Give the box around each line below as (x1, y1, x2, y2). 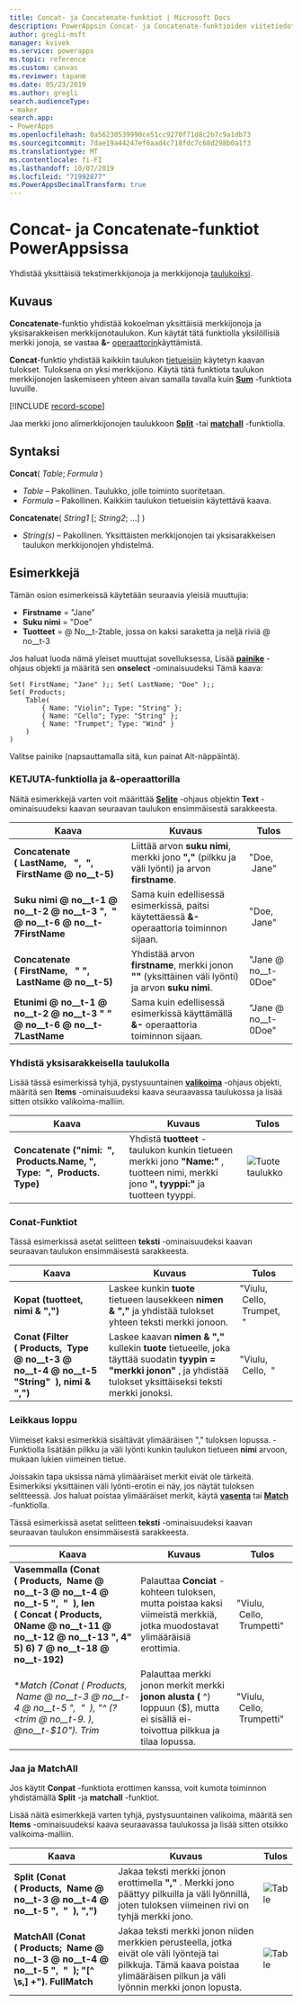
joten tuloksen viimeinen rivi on (118, 1899, 250, 1911)
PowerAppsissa (9, 238, 129, 259)
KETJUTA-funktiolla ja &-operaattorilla (9, 773, 181, 785)
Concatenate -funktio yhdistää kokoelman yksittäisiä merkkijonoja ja (9, 318, 262, 328)
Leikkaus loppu (9, 1414, 78, 1427)
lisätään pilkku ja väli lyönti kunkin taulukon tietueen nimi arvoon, (46, 1444, 288, 1455)
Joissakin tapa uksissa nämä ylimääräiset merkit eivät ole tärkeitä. (9, 1471, 254, 1481)
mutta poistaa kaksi (140, 1597, 223, 1609)
